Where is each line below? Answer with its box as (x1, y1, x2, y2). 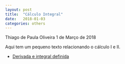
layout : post (5, 7, 32, 12)
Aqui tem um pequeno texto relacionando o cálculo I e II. (5, 44, 121, 50)
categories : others (5, 21, 46, 26)
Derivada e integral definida (12, 54, 69, 60)
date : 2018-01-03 (5, 16, 46, 21)
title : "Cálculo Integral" (5, 12, 63, 17)
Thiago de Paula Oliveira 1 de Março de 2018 (5, 34, 96, 40)
